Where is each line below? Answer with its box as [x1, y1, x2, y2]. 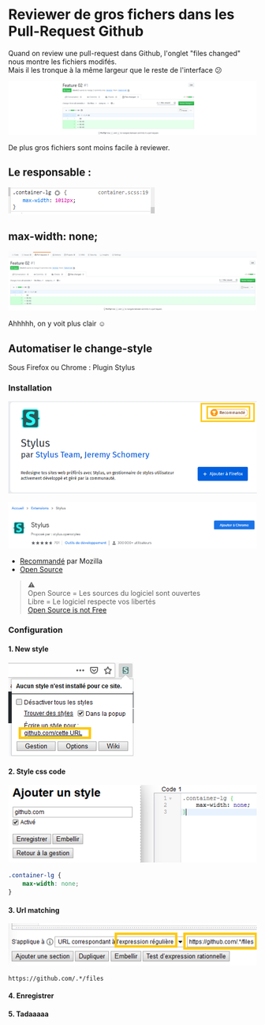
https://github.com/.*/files [8, 974, 104, 982]
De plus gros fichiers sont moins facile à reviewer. [8, 142, 170, 152]
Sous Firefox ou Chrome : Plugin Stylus [8, 363, 136, 372]
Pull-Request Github [8, 22, 144, 40]
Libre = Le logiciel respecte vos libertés [27, 597, 156, 606]
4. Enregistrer [8, 991, 54, 1001]
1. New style [8, 644, 49, 654]
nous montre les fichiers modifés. [8, 57, 117, 66]
